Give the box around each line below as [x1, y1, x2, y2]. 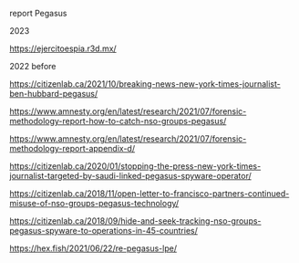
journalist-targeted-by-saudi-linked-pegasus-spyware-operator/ [9, 171, 253, 181]
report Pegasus [9, 8, 67, 18]
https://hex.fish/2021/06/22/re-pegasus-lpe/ [9, 243, 178, 254]
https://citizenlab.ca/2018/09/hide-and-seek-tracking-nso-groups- [9, 216, 262, 226]
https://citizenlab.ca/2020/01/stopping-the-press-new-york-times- [9, 161, 262, 172]
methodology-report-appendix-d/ [9, 143, 135, 153]
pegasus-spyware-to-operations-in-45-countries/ [9, 226, 199, 236]
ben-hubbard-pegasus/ [9, 89, 98, 99]
